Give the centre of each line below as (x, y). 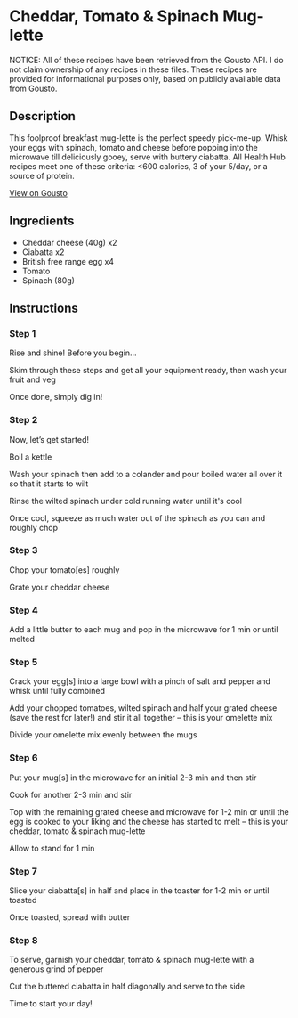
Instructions (44, 308)
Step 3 (24, 550)
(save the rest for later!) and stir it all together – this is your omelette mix (141, 718)
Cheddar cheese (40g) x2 (69, 242)
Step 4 (24, 610)
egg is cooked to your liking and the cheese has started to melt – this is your (149, 821)
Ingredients (42, 221)
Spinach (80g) (48, 280)
